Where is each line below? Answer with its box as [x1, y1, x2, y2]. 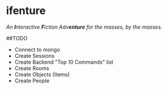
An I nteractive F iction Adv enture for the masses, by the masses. [6, 23, 163, 30]
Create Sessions [14, 52, 55, 59]
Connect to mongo [14, 46, 61, 53]
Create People [14, 77, 50, 84]
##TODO [6, 34, 28, 41]
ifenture [6, 4, 46, 18]
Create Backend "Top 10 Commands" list [14, 58, 113, 65]
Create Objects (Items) [14, 71, 70, 78]
